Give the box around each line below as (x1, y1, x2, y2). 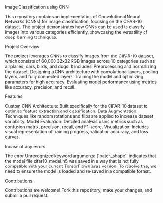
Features (5, 93, 23, 99)
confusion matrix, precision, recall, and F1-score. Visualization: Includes (5, 124, 149, 129)
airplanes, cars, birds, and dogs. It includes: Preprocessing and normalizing (5, 63, 157, 69)
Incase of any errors (5, 144, 46, 149)
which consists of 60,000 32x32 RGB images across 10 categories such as (5, 58, 155, 64)
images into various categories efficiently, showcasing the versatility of (5, 29, 147, 35)
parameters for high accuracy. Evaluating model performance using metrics (5, 79, 157, 85)
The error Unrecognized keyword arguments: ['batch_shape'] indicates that (5, 153, 157, 159)
